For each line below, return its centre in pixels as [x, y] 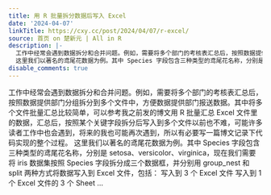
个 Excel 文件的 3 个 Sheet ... [56, 183]
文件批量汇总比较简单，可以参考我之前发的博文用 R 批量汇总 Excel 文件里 [136, 112]
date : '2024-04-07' [41, 23]
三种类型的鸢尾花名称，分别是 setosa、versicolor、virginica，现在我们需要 [132, 152]
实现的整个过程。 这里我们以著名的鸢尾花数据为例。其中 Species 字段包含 [138, 143]
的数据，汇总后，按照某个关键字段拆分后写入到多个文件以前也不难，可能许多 [135, 122]
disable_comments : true [48, 68]
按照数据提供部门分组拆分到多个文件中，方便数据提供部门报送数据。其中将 [132, 102]
